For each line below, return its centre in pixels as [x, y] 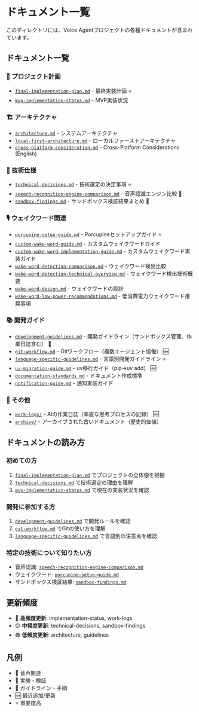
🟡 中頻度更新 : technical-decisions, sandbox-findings [80, 626]
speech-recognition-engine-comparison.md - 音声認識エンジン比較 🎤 [98, 194]
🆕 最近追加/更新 [35, 696]
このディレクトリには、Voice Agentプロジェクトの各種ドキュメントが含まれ [99, 30]
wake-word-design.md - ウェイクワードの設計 [69, 288]
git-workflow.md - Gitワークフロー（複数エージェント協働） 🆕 [92, 351]
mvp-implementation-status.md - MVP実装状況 [71, 100]
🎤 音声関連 [28, 673]
